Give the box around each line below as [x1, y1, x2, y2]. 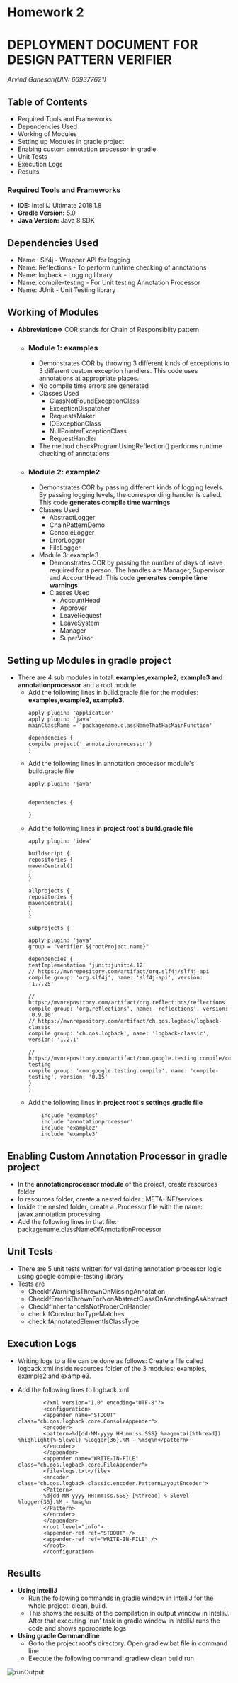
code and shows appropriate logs [28, 1623, 126, 1632]
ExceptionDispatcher [49, 404, 110, 413]
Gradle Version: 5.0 [17, 209, 76, 217]
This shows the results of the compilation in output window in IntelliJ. [28, 1609, 230, 1617]
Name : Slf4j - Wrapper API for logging [17, 256, 130, 265]
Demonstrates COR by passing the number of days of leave [49, 558, 223, 567]
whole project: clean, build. [28, 1601, 108, 1610]
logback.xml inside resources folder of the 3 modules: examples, [17, 1364, 207, 1372]
